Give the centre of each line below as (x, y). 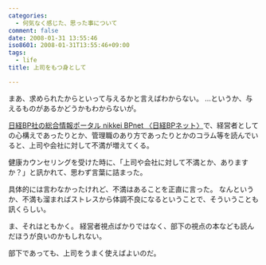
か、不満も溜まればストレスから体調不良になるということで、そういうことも (133, 199)
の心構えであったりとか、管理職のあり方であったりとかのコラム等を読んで (130, 135)
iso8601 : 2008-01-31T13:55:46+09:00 (69, 45)
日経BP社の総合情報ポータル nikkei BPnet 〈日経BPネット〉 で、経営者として (133, 125)
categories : (28, 16)
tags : (17, 53)
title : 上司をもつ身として (47, 68)
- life (26, 61)
